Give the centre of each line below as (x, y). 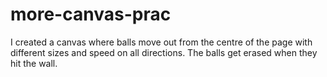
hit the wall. (34, 63)
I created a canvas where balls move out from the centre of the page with (161, 42)
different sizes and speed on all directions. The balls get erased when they (164, 52)
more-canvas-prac (91, 14)
